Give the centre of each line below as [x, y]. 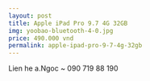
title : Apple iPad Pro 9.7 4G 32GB [68, 23]
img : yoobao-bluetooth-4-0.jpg [61, 30]
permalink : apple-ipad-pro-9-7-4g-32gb [75, 46]
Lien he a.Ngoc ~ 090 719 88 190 [63, 68]
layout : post [30, 16]
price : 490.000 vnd [41, 38]
